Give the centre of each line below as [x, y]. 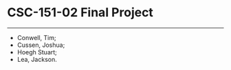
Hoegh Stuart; [37, 52]
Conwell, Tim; [36, 37]
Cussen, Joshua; [41, 45]
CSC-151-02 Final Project [80, 13]
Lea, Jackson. [37, 59]
